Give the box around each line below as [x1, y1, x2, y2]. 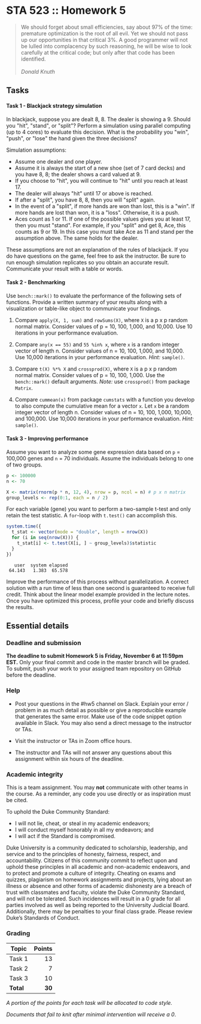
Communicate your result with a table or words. [6, 265, 124, 272]
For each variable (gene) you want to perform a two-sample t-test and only [6, 505, 191, 513]
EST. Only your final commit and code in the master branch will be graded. [6, 659, 190, 666]
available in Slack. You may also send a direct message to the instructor [14, 719, 192, 726]
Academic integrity [6, 770, 63, 778]
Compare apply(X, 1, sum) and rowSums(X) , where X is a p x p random [14, 316, 188, 324]
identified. [20, 55, 46, 62]
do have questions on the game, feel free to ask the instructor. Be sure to [6, 252, 187, 260]
